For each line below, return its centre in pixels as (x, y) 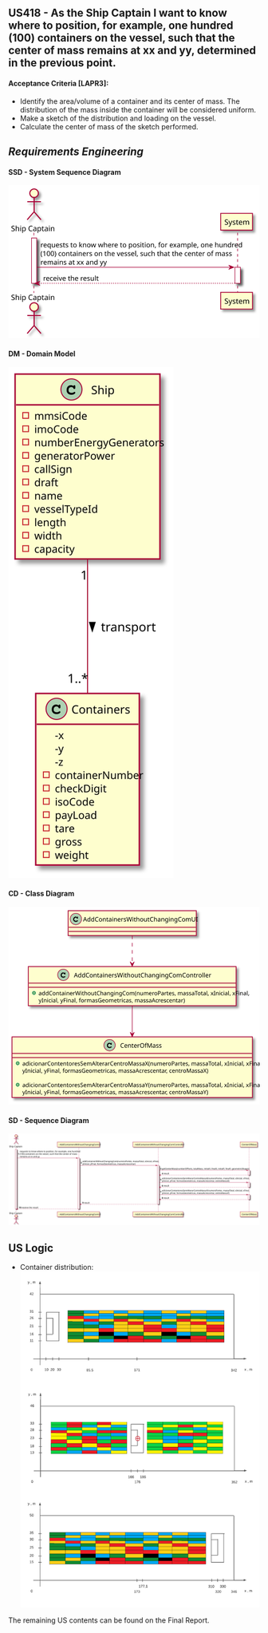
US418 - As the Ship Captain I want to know (118, 13)
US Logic (31, 1248)
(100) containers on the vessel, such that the (122, 38)
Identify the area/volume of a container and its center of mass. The (130, 101)
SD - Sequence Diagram (49, 1120)
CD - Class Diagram (41, 894)
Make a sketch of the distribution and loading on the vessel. (118, 118)
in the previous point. (62, 63)
